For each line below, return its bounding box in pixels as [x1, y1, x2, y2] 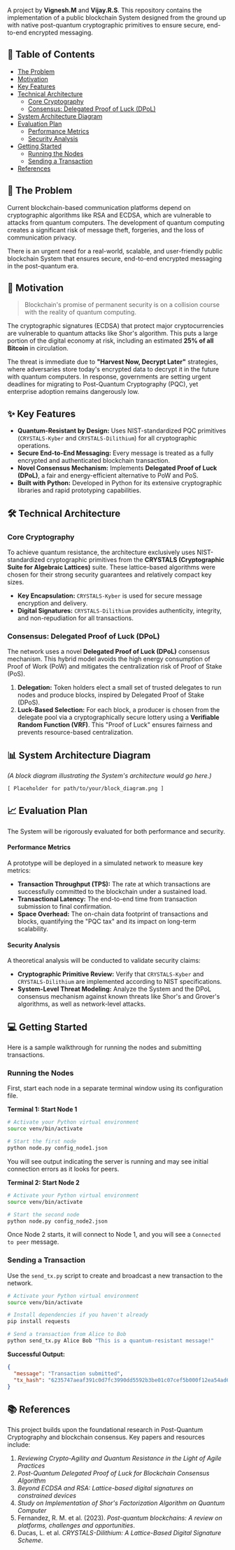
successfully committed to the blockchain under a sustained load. [17, 888, 208, 896]
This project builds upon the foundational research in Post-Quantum [7, 1426, 204, 1434]
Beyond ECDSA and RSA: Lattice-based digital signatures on [17, 1484, 194, 1492]
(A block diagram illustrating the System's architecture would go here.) [7, 772, 212, 780]
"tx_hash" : [13, 1377, 45, 1384]
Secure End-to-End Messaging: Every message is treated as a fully [17, 449, 214, 457]
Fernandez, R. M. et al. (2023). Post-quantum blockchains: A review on [17, 1513, 222, 1523]
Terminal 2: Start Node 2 [7, 1178, 80, 1186]
